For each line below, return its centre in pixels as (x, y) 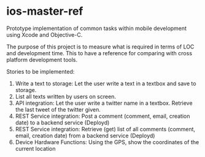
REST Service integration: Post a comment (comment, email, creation (102, 116)
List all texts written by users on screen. (66, 96)
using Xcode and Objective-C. (44, 34)
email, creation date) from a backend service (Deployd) (85, 136)
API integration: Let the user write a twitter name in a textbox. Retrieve (104, 103)
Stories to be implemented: (41, 71)
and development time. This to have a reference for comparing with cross (99, 53)
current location (35, 148)
